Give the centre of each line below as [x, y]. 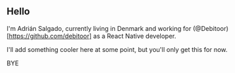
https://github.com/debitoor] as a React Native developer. [93, 36]
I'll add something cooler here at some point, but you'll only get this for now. [117, 49]
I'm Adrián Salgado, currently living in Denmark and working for [99, 28]
